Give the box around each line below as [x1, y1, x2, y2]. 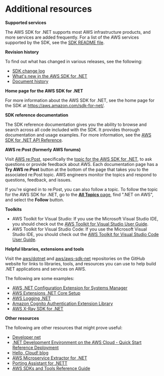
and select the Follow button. [5, 197, 65, 203]
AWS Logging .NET [12, 295, 51, 301]
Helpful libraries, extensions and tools [5, 246, 84, 252]
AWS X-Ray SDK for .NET [12, 305, 64, 311]
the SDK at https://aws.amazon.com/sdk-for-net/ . [5, 102, 105, 108]
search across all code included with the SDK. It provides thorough [5, 126, 140, 133]
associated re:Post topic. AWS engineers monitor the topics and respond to [5, 171, 157, 177]
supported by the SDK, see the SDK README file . [5, 39, 105, 45]
